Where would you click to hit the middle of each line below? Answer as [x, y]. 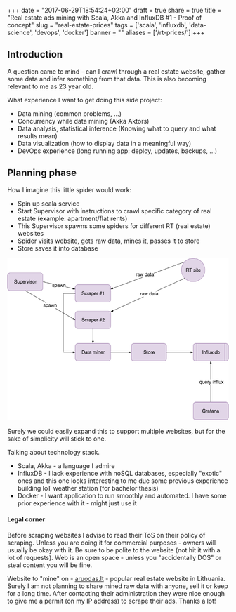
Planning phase [42, 173]
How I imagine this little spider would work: [70, 189]
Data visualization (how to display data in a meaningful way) [104, 143]
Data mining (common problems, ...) [69, 113]
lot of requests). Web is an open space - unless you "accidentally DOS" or [114, 557]
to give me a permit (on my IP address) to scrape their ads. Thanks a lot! [112, 601]
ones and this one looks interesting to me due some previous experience [123, 481]
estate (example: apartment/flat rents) [72, 218]
